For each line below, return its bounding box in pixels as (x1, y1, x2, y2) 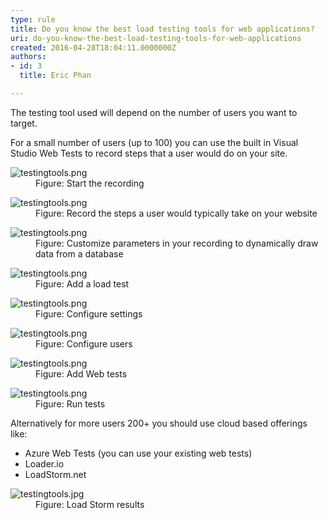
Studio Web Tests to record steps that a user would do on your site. (10, 147, 288, 159)
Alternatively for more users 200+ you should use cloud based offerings (10, 417, 308, 429)
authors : (10, 52, 47, 62)
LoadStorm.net (24, 468, 87, 480)
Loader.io (24, 457, 65, 470)
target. (10, 117, 38, 129)
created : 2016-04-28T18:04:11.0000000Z (10, 42, 177, 53)
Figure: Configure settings (35, 307, 143, 320)
